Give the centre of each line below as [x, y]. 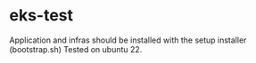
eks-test [41, 16]
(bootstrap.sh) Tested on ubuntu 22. [76, 49]
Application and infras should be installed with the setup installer [128, 40]
